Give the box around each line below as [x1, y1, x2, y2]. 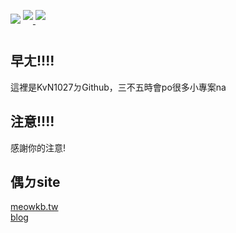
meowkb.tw [10, 201, 59, 213]
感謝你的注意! [10, 141, 67, 154]
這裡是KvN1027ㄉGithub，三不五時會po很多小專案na [10, 81, 227, 93]
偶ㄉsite [10, 174, 61, 191]
